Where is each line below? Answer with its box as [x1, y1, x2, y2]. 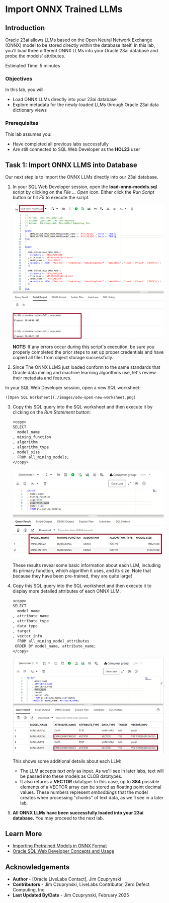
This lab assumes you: [5, 131, 52, 137]
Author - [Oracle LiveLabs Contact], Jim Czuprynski [12, 876, 122, 882]
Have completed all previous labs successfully [12, 141, 109, 147]
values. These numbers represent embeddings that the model [20, 789, 148, 795]
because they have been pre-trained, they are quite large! [12, 572, 132, 579]
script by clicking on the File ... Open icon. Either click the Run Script [12, 189, 154, 195]
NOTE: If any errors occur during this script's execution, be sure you [12, 344, 155, 350]
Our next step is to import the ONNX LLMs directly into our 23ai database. [5, 174, 158, 180]
